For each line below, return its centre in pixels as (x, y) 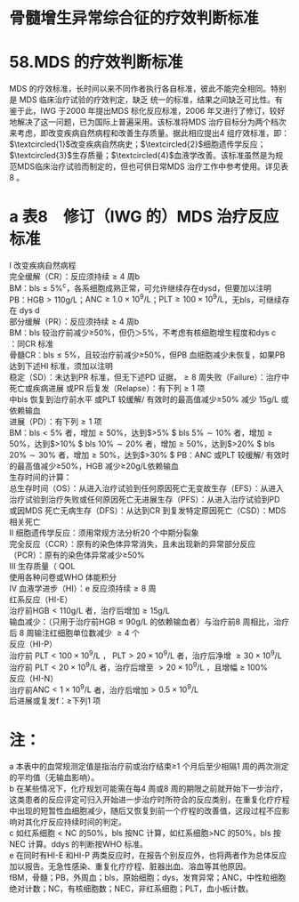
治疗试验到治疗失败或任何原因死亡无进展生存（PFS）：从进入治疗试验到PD (145, 500)
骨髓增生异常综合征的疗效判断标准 (134, 18)
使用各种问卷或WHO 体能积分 (63, 577)
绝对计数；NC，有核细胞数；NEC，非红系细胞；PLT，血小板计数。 (131, 889)
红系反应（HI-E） (41, 600)
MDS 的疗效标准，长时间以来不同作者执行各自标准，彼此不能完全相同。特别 (148, 89)
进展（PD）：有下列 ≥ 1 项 (56, 422)
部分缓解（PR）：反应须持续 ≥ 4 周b (74, 322)
